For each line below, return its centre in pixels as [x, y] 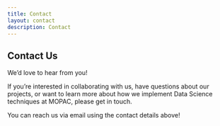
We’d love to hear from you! [47, 73]
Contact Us [33, 56]
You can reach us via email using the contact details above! [94, 115]
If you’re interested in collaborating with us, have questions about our [109, 86]
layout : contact [31, 21]
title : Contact [30, 14]
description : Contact [39, 27]
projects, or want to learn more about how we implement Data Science [110, 94]
